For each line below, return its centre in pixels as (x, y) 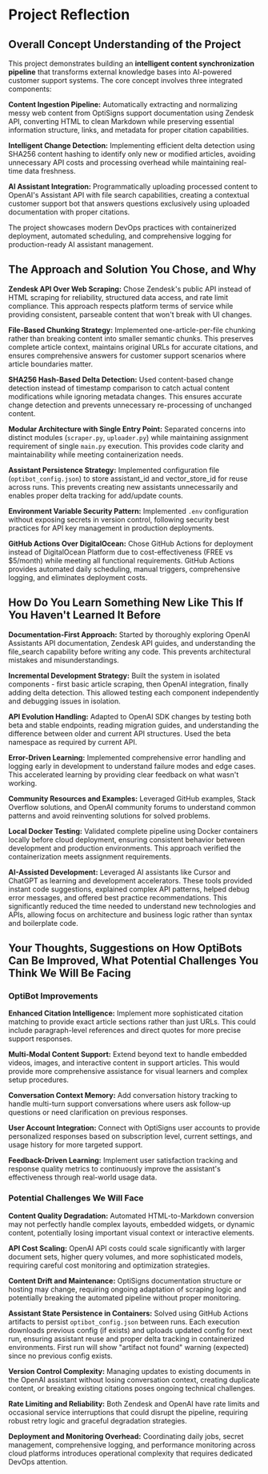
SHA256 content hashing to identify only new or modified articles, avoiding (132, 154)
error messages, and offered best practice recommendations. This (118, 897)
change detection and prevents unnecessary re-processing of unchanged (130, 405)
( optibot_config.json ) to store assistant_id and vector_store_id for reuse (128, 479)
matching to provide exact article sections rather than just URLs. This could (132, 1022)
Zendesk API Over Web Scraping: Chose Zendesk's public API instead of (130, 289)
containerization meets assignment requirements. (90, 856)
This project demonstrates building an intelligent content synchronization (131, 63)
